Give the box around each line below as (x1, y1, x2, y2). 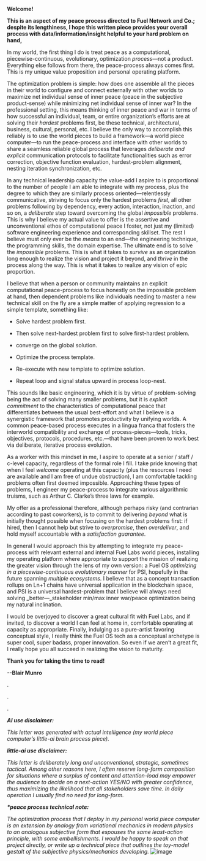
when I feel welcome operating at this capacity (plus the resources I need (7, 466, 192, 473)
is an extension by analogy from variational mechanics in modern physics (7, 822, 194, 829)
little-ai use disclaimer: (7, 747, 67, 754)
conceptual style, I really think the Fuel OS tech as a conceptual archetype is (7, 632, 200, 639)
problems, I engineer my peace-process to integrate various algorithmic (7, 486, 188, 493)
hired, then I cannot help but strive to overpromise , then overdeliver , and (7, 524, 189, 531)
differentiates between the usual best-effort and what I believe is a (7, 409, 175, 416)
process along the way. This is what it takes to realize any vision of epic (7, 261, 188, 269)
